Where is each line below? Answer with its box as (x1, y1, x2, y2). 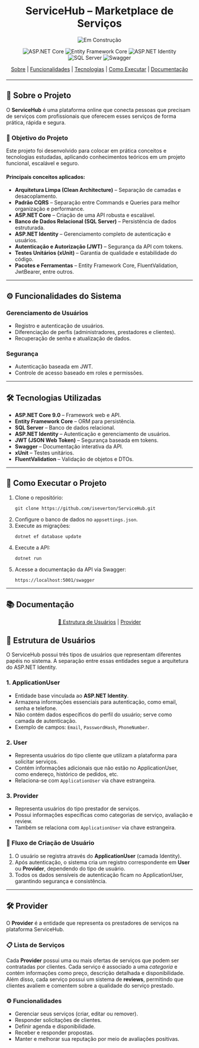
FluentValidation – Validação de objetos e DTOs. (14, 456, 134, 463)
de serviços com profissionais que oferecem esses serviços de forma (6, 113, 176, 120)
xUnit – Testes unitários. (14, 449, 75, 457)
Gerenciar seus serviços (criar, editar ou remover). (14, 1010, 138, 1017)
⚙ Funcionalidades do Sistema (6, 291, 121, 301)
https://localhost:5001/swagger (14, 577, 95, 583)
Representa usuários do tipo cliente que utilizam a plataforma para (14, 752, 177, 759)
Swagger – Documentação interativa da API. (14, 443, 123, 450)
